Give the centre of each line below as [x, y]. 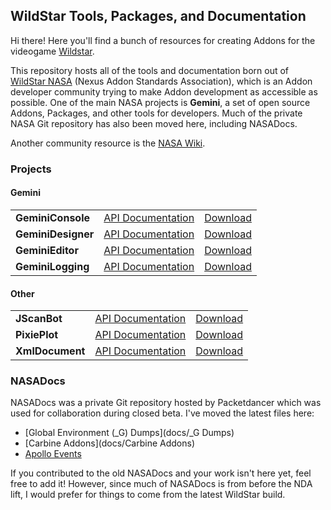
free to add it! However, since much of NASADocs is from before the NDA [161, 484]
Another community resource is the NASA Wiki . [108, 143]
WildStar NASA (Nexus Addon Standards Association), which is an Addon [161, 81]
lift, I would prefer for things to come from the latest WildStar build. [148, 495]
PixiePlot [37, 335]
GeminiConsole [53, 217]
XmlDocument [50, 351]
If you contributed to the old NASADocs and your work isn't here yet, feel [161, 473]
